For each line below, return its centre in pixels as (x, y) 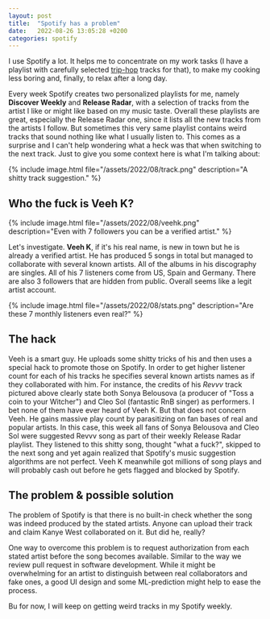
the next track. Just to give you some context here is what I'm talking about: (134, 154)
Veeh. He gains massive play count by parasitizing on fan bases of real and (133, 418)
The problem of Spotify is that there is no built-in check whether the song (130, 515)
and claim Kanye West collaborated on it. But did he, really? (107, 532)
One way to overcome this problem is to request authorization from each (129, 547)
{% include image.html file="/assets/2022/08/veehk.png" (104, 223)
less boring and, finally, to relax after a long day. (88, 78)
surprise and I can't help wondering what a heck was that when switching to (135, 145)
